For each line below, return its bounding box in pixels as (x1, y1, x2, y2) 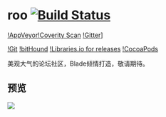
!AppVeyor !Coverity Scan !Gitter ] (7, 31, 103, 39)
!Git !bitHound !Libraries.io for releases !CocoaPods (7, 44, 159, 53)
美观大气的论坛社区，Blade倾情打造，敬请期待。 (7, 59, 150, 68)
